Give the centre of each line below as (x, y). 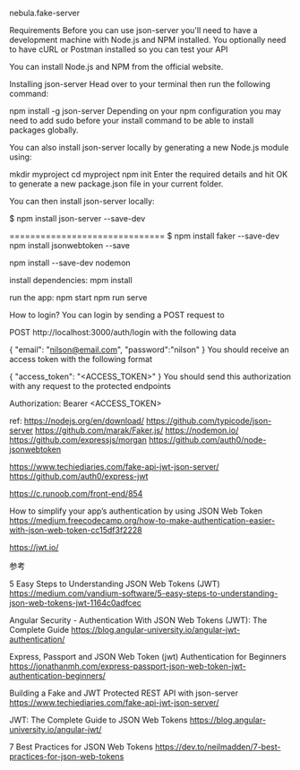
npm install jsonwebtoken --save (69, 245)
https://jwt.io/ (34, 547)
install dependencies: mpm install (71, 280)
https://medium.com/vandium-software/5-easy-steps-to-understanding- (144, 593)
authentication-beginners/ (57, 675)
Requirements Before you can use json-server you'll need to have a (133, 30)
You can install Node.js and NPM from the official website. (116, 67)
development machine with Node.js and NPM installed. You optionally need (148, 40)
